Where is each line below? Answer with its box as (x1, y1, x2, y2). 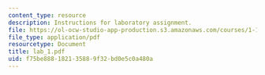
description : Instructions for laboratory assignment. (8, 19, 192, 27)
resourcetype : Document (8, 41, 87, 48)
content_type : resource (8, 11, 87, 20)
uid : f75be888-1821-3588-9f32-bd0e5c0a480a (8, 55, 154, 63)
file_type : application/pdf (8, 33, 101, 41)
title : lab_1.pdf (8, 48, 65, 55)
